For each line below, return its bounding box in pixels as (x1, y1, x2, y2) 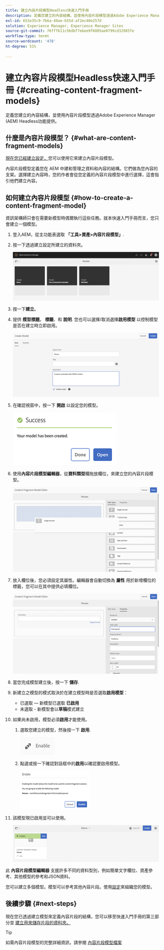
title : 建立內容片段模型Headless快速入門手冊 (5, 8, 89, 13)
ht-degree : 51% (5, 44, 36, 49)
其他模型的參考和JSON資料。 (14, 873, 73, 879)
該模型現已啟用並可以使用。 (12, 815, 69, 820)
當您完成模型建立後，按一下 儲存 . (12, 679, 79, 685)
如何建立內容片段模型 (5, 194, 70, 202)
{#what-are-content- (71, 133, 137, 142)
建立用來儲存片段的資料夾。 (15, 919, 71, 926)
